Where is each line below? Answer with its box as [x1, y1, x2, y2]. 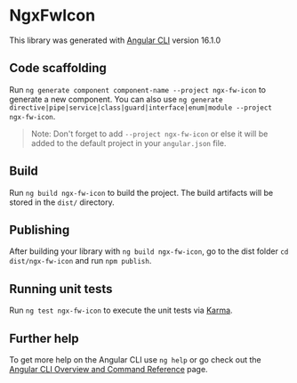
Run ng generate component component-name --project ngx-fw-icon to [9, 84, 267, 94]
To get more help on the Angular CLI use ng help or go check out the [9, 354, 261, 365]
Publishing [9, 222, 70, 237]
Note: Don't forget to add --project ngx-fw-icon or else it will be [30, 128, 269, 139]
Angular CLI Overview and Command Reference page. [9, 364, 208, 374]
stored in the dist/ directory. [9, 197, 116, 208]
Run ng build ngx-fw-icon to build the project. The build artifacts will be [9, 187, 274, 198]
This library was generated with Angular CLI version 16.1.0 [9, 35, 221, 45]
